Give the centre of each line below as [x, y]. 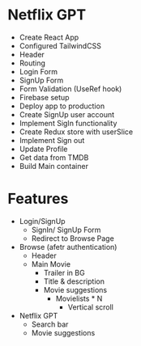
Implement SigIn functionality [68, 123]
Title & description [74, 281]
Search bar [50, 324]
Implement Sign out [52, 140]
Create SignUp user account [67, 114]
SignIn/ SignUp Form [66, 230]
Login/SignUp [42, 221]
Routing [32, 63]
